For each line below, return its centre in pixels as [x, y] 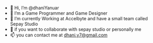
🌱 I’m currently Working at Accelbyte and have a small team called [79, 18]
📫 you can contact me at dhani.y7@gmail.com [59, 35]
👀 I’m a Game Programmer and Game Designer [59, 13]
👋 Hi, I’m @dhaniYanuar [34, 8]
